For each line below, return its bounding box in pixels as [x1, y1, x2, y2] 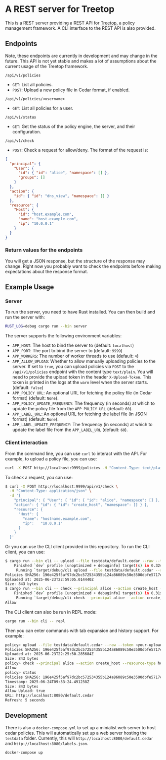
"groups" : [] [18, 175, 45, 180]
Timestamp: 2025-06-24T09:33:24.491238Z [5, 679, 90, 684]
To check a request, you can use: [5, 474, 73, 480]
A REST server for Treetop [5, 3, 115, 15]
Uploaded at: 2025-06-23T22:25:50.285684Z [5, 651, 94, 657]
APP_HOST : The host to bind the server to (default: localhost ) [12, 342, 134, 348]
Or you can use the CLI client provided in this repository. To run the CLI [5, 544, 150, 550]
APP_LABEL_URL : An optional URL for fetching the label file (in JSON [12, 411, 147, 417]
